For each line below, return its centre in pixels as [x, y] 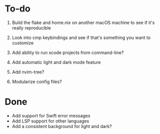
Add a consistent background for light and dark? [62, 126]
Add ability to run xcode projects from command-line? [68, 52]
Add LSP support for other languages [50, 121]
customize [23, 42]
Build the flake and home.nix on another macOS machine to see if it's [83, 22]
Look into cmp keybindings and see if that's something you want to [81, 37]
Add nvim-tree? [28, 72]
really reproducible [31, 27]
